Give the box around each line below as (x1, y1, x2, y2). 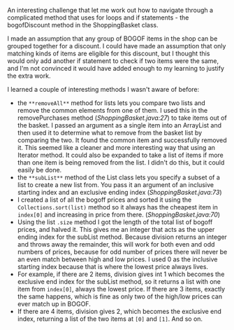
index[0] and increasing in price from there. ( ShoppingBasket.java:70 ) (17, 210, 221, 219)
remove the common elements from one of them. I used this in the (17, 106, 208, 114)
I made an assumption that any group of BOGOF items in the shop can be (7, 34, 218, 43)
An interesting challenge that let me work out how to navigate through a (7, 6, 214, 14)
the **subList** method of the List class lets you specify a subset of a (17, 173, 220, 181)
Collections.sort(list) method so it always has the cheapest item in (17, 203, 218, 211)
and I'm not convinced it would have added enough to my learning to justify (7, 64, 225, 72)
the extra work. (7, 71, 51, 80)
